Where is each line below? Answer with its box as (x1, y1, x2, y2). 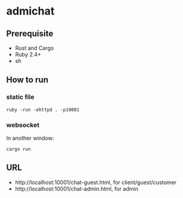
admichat (6, 4, 55, 18)
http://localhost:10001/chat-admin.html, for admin (14, 185, 139, 192)
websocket (6, 120, 40, 129)
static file (6, 93, 34, 101)
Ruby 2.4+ (14, 51, 42, 58)
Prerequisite (6, 28, 54, 39)
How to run (6, 74, 49, 85)
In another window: (6, 134, 54, 142)
